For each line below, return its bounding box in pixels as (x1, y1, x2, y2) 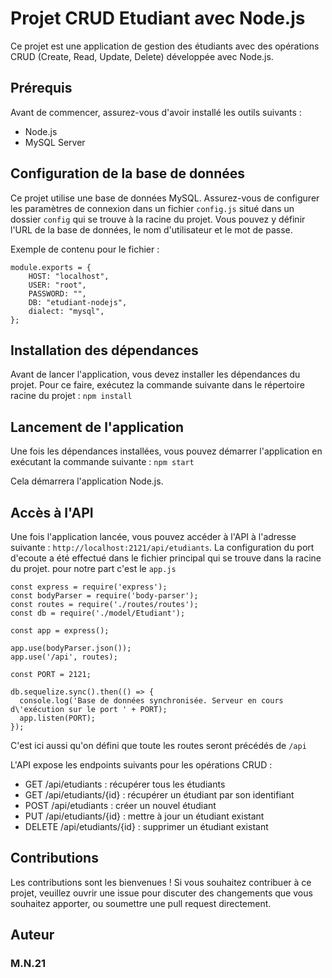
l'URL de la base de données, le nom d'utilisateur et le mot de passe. (10, 223, 293, 236)
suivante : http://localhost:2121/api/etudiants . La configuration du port (10, 542, 315, 553)
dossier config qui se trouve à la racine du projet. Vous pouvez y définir (10, 213, 306, 225)
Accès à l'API (10, 504, 94, 521)
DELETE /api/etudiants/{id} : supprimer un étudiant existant (24, 821, 269, 832)
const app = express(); (10, 626, 110, 636)
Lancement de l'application (10, 418, 185, 436)
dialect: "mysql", (28, 306, 105, 316)
